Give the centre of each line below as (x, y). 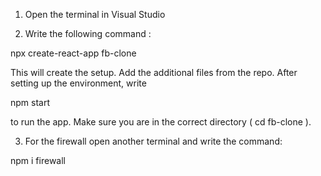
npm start (30, 102)
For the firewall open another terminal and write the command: (153, 141)
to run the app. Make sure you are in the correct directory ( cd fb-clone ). (161, 122)
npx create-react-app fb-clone (73, 53)
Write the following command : (88, 33)
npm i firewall (38, 160)
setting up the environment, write (78, 83)
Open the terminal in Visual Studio (95, 14)
